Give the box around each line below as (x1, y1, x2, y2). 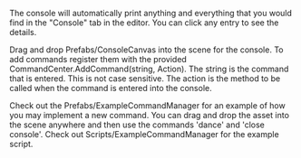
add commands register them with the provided (9, 54, 188, 64)
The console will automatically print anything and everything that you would (9, 8, 293, 18)
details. (9, 27, 37, 37)
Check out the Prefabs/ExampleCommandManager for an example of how (9, 100, 286, 111)
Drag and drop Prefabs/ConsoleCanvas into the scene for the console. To (9, 44, 284, 55)
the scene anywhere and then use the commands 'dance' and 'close (9, 119, 266, 130)
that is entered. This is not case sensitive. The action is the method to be (9, 73, 281, 84)
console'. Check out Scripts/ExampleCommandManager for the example (9, 129, 279, 139)
